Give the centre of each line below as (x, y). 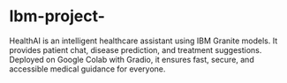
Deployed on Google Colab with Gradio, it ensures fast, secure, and (132, 59)
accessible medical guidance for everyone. (87, 69)
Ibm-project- (57, 16)
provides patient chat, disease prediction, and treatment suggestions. (136, 49)
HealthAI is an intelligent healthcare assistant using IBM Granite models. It (143, 41)
